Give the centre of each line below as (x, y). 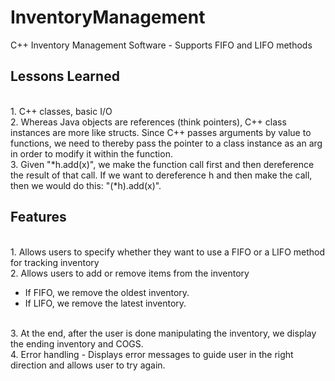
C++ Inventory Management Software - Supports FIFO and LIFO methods (161, 45)
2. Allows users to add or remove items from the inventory (130, 273)
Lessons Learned (65, 76)
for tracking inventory (55, 262)
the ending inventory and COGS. (77, 343)
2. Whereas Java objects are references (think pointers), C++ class (148, 122)
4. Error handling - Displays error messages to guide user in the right (152, 354)
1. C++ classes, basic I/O (61, 111)
